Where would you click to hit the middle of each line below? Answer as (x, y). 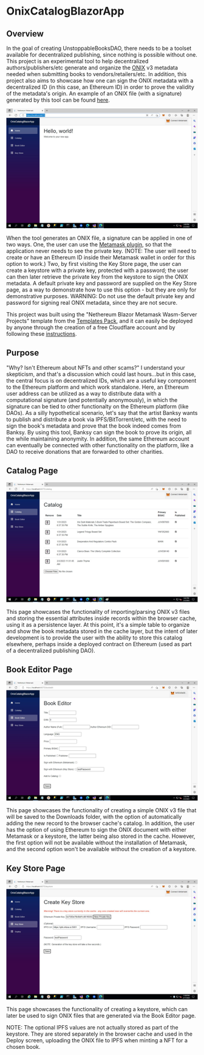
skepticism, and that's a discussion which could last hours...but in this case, (101, 374)
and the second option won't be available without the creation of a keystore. (101, 849)
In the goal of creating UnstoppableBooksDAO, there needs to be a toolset (99, 48)
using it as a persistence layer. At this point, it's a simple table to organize (98, 624)
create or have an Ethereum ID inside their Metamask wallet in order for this (101, 257)
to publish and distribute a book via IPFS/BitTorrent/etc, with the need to (97, 419)
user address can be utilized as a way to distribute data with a (84, 393)
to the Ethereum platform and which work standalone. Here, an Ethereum (98, 387)
